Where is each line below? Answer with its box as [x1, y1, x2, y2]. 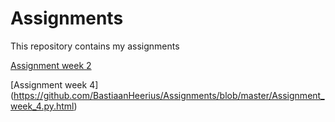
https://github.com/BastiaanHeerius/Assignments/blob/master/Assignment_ [13, 89, 325, 101]
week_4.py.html [10, 100, 75, 112]
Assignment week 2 [10, 59, 92, 71]
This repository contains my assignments [10, 40, 180, 52]
